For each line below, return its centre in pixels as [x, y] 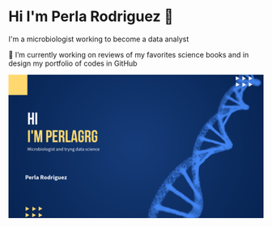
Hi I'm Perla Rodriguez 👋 [91, 17]
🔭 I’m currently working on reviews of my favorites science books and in [129, 54]
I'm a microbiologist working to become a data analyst [99, 39]
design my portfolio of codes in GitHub [73, 63]
